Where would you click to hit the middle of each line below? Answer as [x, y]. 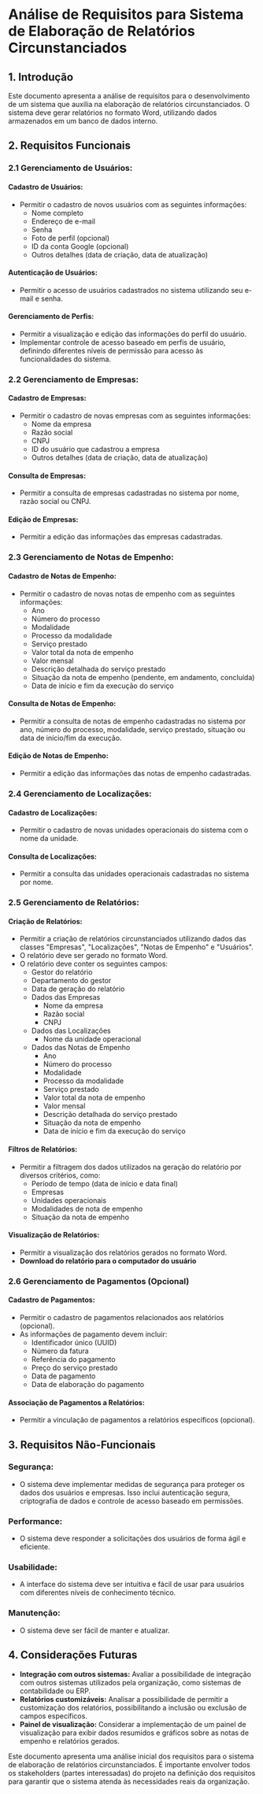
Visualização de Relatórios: [54, 1235]
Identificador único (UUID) [74, 1342]
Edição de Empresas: [43, 519]
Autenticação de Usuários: [53, 272]
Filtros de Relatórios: [43, 1149]
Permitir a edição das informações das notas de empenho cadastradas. [135, 773]
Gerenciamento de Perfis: [51, 316]
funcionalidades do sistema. [65, 359]
